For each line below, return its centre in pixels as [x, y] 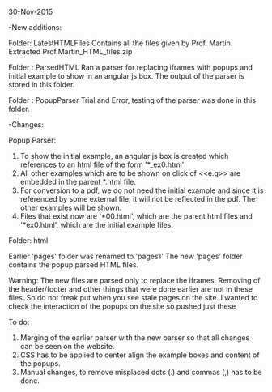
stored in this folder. [42, 85]
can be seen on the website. [67, 346]
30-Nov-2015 [31, 12]
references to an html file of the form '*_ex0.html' [102, 164]
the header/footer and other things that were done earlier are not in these [131, 289]
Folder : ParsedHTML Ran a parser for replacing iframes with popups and [131, 67]
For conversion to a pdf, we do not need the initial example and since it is [142, 190]
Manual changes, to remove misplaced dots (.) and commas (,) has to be [141, 372]
